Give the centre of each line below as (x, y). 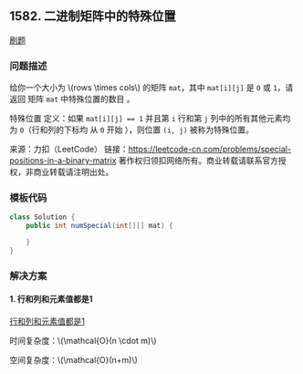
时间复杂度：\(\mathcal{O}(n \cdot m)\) (83, 341)
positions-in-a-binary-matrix (63, 161)
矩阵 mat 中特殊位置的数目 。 (81, 99)
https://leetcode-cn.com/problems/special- (210, 150)
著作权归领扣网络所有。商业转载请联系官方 (199, 161)
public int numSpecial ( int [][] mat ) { (99, 226)
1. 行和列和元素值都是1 (51, 299)
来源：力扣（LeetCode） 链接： (69, 150)
